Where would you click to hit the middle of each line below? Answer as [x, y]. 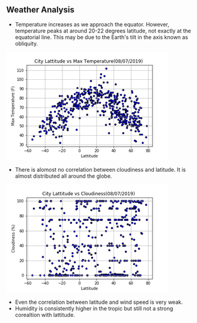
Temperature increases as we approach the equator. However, [92, 24]
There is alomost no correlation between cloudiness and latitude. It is [100, 169]
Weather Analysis [41, 10]
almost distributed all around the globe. [63, 176]
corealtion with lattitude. [45, 315]
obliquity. [26, 43]
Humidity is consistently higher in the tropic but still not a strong [94, 308]
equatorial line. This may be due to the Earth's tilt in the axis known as [101, 37]
